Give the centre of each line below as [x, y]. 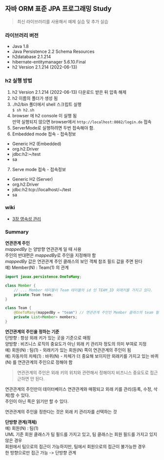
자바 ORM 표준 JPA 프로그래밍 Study [58, 9]
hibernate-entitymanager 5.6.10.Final [49, 62]
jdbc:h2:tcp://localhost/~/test [42, 190]
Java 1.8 [20, 46]
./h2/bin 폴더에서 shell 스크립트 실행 [47, 105]
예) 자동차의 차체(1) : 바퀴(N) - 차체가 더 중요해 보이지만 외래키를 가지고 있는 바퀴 [82, 356]
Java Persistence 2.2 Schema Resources [53, 52]
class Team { [18, 308]
